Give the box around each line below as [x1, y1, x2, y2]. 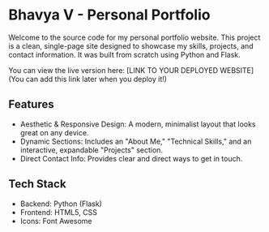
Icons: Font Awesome [19, 216, 92, 226]
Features [8, 97, 54, 111]
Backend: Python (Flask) [19, 199, 103, 208]
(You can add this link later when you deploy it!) [8, 74, 168, 84]
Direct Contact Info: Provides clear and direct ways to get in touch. [19, 153, 243, 163]
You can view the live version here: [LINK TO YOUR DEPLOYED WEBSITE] [8, 65, 254, 75]
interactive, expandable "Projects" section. [19, 144, 164, 155]
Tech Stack [8, 177, 66, 191]
